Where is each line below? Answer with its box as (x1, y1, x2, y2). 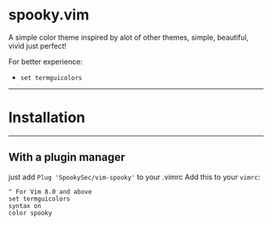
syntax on (8, 202, 42, 210)
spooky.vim (8, 6, 90, 24)
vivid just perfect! (8, 40, 67, 50)
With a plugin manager (8, 151, 125, 164)
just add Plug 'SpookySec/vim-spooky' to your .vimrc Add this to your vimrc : (8, 172, 261, 181)
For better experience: (8, 57, 83, 66)
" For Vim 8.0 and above (8, 188, 92, 196)
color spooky (8, 209, 53, 217)
